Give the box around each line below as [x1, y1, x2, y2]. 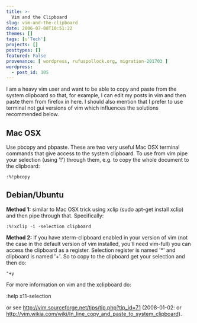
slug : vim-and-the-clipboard [6, 20, 78, 25]
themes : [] [6, 31, 33, 37]
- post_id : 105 [11, 69, 49, 75]
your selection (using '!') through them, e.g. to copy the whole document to [6, 156, 189, 164]
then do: [6, 259, 27, 266]
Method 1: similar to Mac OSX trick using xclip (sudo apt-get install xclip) [6, 206, 184, 213]
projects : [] [6, 42, 38, 48]
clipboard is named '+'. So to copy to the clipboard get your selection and [6, 252, 185, 260]
